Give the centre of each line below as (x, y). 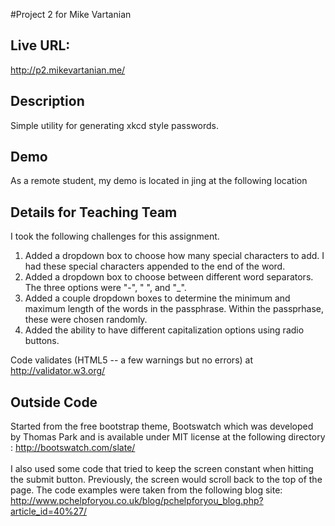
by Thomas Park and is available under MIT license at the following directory (168, 437)
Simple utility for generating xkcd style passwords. (115, 125)
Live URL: (40, 45)
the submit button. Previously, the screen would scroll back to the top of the (166, 480)
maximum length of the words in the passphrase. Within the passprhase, (174, 309)
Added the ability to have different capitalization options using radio (164, 330)
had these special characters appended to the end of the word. (155, 266)
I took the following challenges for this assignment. (115, 236)
